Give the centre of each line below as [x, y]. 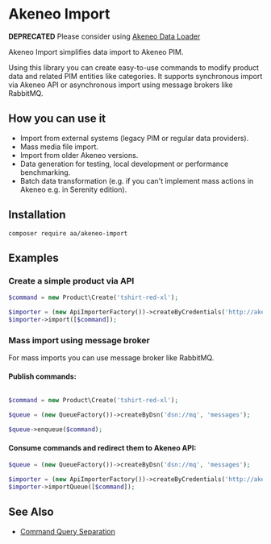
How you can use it [57, 119]
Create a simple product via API [71, 280]
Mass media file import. [59, 147]
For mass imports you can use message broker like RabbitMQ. [111, 358]
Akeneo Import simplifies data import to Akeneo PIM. [96, 52]
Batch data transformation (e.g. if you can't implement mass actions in [137, 181]
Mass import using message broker [79, 340]
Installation [37, 215]
